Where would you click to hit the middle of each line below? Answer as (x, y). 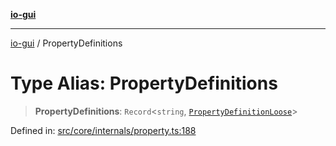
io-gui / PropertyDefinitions (66, 43)
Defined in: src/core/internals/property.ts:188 (103, 130)
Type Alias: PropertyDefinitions (144, 83)
